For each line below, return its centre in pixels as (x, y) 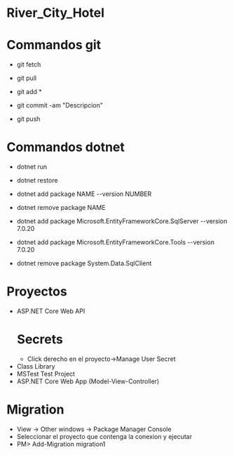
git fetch (29, 65)
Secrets (40, 339)
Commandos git (54, 45)
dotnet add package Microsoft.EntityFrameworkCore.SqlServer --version (122, 221)
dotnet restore (37, 180)
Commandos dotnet (66, 147)
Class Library (36, 366)
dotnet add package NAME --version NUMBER (84, 194)
